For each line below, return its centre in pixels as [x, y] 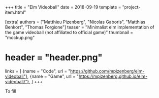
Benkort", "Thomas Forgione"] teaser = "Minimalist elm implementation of [80, 27]
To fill [11, 91]
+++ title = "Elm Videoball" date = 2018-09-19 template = [63, 7]
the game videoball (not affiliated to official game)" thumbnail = [69, 32]
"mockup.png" [20, 37]
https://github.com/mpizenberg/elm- [107, 71]
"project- [131, 7]
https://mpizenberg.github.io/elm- [113, 76]
